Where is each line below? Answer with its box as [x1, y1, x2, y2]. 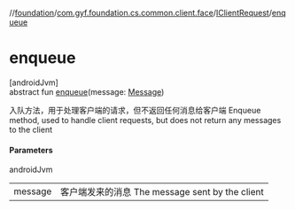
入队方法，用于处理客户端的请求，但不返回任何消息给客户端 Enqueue [9, 105, 261, 115]
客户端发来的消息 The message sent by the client [60, 186, 264, 198]
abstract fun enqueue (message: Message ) [9, 86, 165, 97]
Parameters [9, 144, 53, 155]
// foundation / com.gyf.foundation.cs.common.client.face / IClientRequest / [9, 8, 273, 18]
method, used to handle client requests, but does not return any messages [9, 114, 282, 125]
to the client [9, 124, 53, 135]
